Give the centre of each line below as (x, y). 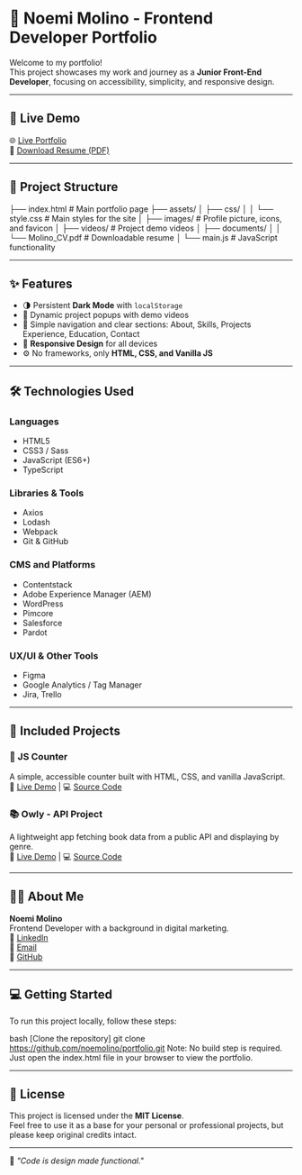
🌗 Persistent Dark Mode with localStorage (102, 305)
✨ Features (41, 283)
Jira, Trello (42, 694)
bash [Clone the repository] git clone (77, 1038)
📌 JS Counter (39, 757)
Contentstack (47, 584)
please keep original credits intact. (73, 1135)
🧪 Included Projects (65, 731)
